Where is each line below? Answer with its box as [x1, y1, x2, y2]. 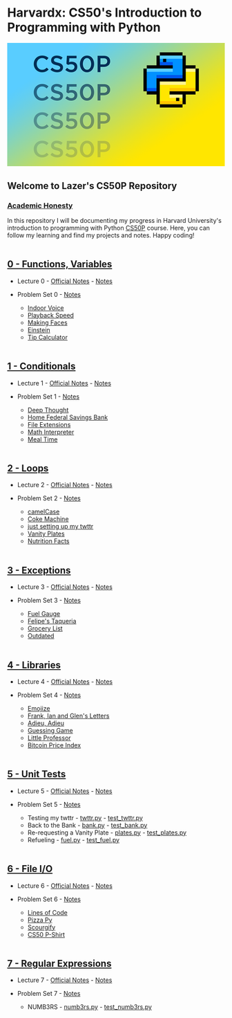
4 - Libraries [7, 659, 61, 671]
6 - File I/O [7, 863, 53, 875]
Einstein [27, 325, 50, 334]
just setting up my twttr [27, 522, 94, 531]
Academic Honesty [7, 201, 73, 210]
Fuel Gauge [27, 610, 61, 618]
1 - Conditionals [7, 361, 76, 372]
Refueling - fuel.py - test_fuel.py [27, 835, 119, 844]
